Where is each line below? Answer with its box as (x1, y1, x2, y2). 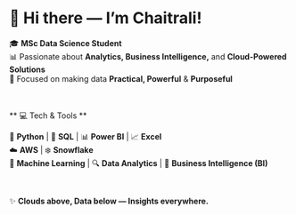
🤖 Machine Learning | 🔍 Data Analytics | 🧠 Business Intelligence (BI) (9, 157, 268, 168)
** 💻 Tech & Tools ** (9, 110, 87, 121)
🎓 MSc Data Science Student (9, 37, 122, 48)
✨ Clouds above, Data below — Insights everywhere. (9, 195, 210, 206)
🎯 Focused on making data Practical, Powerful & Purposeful (9, 73, 234, 84)
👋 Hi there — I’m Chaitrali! (9, 8, 202, 28)
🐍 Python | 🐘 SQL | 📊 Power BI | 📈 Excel (9, 131, 162, 141)
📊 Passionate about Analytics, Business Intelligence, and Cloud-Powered (9, 51, 287, 61)
